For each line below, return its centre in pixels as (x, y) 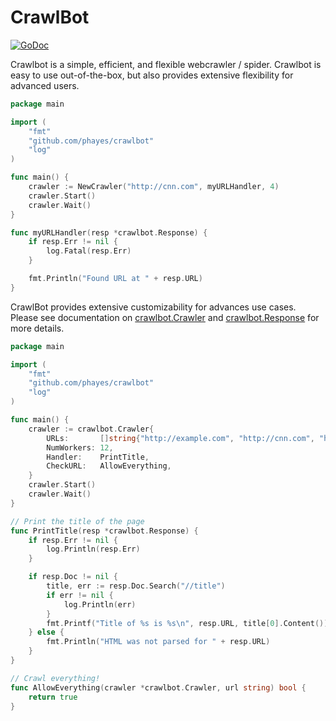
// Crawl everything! (55, 678)
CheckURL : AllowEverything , (109, 466)
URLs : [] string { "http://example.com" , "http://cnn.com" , (180, 438)
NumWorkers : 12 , (80, 447)
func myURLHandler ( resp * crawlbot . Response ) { (109, 232)
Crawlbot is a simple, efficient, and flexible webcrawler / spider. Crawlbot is (166, 64)
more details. (37, 328)
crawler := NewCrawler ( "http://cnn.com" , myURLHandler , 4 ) (154, 187)
